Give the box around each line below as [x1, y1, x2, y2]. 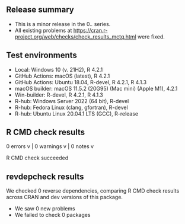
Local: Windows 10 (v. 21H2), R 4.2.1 [14, 66, 103, 73]
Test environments [6, 50, 77, 60]
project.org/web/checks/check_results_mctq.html [14, 33, 136, 40]
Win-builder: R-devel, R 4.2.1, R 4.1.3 [14, 91, 104, 98]
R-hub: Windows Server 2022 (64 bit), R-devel [14, 97, 129, 104]
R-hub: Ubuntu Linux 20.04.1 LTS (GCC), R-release [14, 110, 139, 117]
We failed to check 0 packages [14, 212, 91, 219]
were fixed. [137, 33, 165, 40]
